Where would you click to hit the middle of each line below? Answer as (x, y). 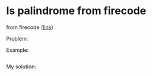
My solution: (21, 67)
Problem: (17, 38)
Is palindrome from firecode (76, 11)
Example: (18, 50)
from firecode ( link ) (30, 27)
